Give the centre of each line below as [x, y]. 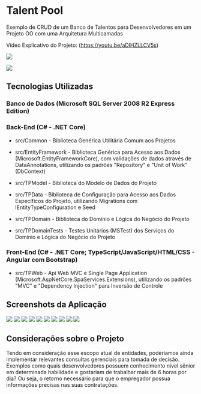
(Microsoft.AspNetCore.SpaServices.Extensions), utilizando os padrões [103, 279]
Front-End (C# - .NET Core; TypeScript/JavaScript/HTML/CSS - [100, 252]
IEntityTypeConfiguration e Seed [55, 207]
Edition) [18, 111]
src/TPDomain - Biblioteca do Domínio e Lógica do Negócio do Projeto [102, 219]
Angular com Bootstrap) [42, 260]
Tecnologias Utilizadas [50, 87]
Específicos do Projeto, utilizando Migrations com [76, 201]
